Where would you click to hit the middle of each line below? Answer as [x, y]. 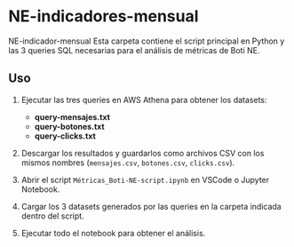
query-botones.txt [69, 126]
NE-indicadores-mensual [103, 16]
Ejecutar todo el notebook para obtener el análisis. [113, 233]
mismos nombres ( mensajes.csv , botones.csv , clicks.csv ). [128, 163]
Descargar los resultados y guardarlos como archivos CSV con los [143, 153]
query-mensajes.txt [72, 116]
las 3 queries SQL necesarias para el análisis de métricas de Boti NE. [134, 50]
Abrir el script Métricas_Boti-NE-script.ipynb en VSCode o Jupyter [145, 179]
